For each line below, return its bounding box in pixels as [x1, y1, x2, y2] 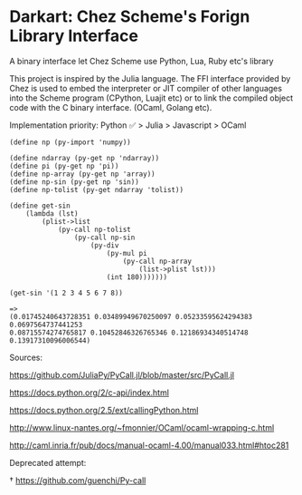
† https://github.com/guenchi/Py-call [9, 474, 146, 486]
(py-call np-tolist [57, 225, 131, 234]
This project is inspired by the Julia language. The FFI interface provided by [9, 73, 291, 83]
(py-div [90, 240, 119, 250]
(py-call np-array [122, 257, 193, 266]
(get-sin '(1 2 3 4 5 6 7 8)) [9, 288, 124, 297]
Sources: [9, 352, 43, 363]
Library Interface [9, 25, 138, 46]
